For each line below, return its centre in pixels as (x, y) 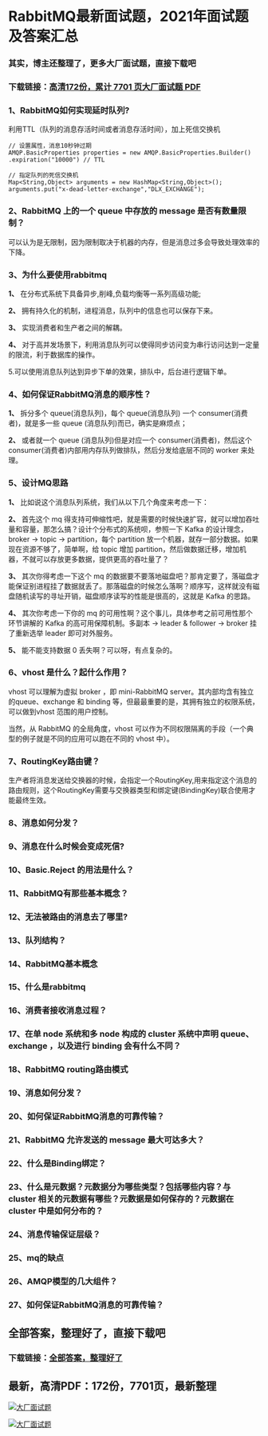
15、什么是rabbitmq (47, 987)
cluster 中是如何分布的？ (56, 1210)
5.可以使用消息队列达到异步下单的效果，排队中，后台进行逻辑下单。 (120, 371)
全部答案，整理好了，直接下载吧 (87, 1333)
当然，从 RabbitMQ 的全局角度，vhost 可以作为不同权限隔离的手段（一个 (128, 728)
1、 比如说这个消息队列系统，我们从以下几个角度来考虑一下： (108, 502)
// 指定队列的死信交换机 (43, 176)
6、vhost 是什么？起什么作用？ (68, 673)
